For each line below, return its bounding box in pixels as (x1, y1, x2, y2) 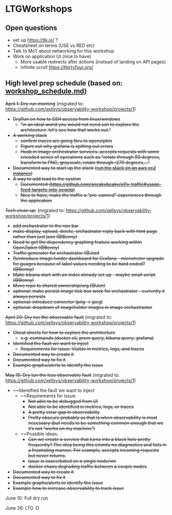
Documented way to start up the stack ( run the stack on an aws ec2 (12, 165, 156, 171)
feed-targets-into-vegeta (20, 186, 74, 192)
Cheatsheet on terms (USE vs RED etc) (12, 42, 95, 49)
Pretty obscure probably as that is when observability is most (28, 414, 158, 420)
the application (20, 197, 52, 204)
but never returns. (28, 452, 67, 458)
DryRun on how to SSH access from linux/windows (12, 116, 120, 122)
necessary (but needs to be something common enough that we (28, 420, 164, 426)
